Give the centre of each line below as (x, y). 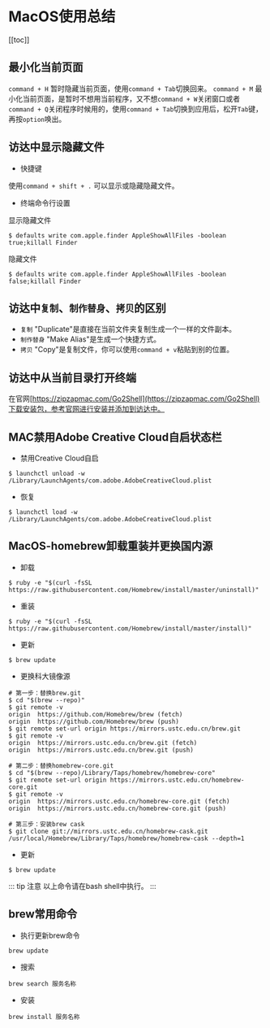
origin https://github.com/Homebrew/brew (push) (94, 721)
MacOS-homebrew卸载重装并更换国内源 (111, 546)
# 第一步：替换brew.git (45, 693)
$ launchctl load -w (43, 512)
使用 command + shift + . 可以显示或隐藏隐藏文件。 (94, 185)
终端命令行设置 (45, 203)
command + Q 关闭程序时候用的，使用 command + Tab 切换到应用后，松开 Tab (129, 109)
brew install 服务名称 (44, 1017)
